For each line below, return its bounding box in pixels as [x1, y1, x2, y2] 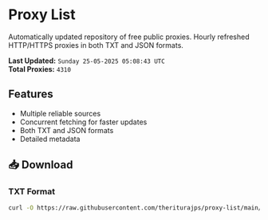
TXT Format [8, 186, 56, 197]
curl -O [8, 204, 34, 212]
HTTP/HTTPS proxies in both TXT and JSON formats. [8, 40, 183, 49]
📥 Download [8, 158, 73, 172]
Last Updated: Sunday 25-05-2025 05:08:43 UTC [8, 56, 165, 65]
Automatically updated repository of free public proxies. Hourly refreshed [8, 32, 250, 41]
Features [8, 88, 53, 101]
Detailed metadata [19, 134, 81, 143]
